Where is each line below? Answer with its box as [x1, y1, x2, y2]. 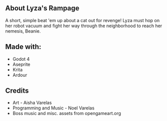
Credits [5, 86, 29, 95]
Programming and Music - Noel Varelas [12, 105, 95, 111]
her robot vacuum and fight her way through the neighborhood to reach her [5, 23, 162, 29]
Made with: [5, 43, 41, 51]
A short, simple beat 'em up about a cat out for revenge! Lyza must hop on [5, 17, 160, 23]
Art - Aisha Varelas [12, 100, 52, 106]
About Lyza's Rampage [5, 4, 80, 13]
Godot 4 [12, 56, 30, 62]
